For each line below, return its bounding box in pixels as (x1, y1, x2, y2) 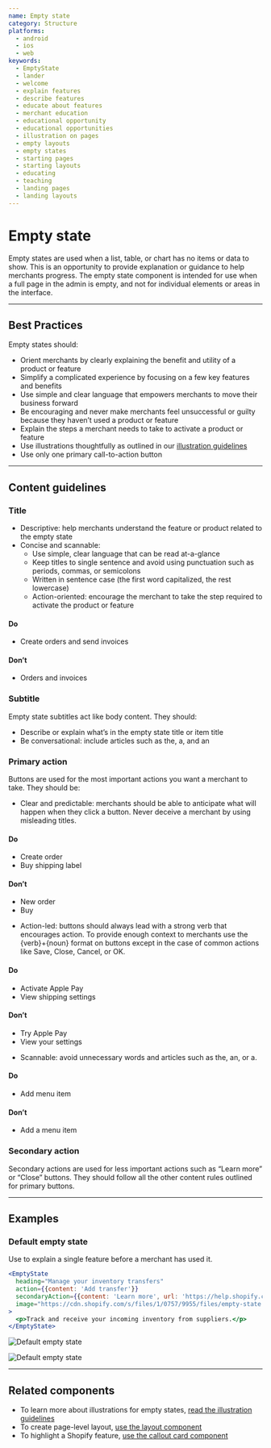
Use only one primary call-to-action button (19, 449, 163, 460)
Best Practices (8, 318, 83, 332)
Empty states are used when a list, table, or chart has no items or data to (8, 253, 250, 263)
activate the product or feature (31, 600, 135, 610)
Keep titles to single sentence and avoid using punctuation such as (31, 557, 255, 567)
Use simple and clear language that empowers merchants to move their (19, 390, 258, 399)
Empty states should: (8, 340, 79, 349)
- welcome (15, 79, 48, 87)
